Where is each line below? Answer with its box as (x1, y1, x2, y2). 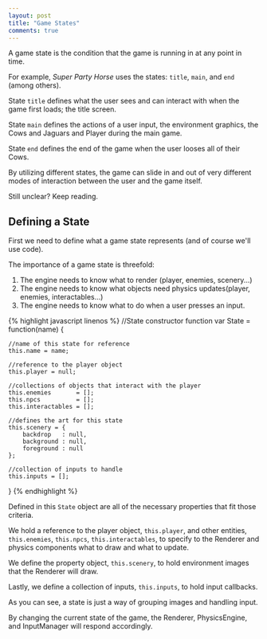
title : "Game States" (8, 19, 80, 27)
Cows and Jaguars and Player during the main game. (8, 128, 183, 138)
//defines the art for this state (8, 417, 124, 425)
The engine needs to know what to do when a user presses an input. (19, 300, 245, 311)
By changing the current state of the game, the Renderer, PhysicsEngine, (8, 613, 248, 622)
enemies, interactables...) (19, 292, 104, 302)
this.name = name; (8, 347, 69, 355)
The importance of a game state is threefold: (8, 260, 155, 269)
